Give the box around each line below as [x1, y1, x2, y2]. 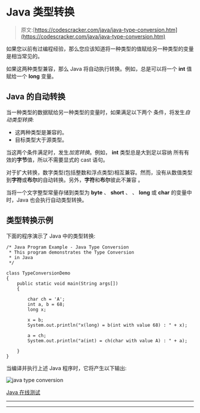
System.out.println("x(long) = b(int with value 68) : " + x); [27, 322, 187, 328]
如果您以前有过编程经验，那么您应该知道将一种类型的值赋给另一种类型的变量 [6, 45, 194, 52]
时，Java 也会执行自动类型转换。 [6, 196, 87, 203]
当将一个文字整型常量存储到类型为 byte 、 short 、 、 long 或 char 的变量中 [6, 188, 192, 196]
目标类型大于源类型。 [14, 136, 67, 143]
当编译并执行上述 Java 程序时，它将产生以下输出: [6, 364, 127, 371]
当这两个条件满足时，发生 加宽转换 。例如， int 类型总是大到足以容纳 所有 [6, 149, 185, 156]
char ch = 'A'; [27, 296, 65, 302]
